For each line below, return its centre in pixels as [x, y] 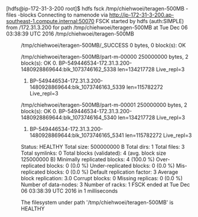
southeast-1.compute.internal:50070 [50, 21]
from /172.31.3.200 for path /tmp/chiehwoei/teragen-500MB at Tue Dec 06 [97, 27]
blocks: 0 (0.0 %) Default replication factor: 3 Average [112, 172]
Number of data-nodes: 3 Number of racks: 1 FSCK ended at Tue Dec [106, 184]
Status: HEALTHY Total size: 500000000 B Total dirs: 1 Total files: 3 [103, 147]
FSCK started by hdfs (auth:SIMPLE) [140, 21]
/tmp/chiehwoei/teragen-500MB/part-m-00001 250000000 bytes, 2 [104, 105]
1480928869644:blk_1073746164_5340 [69, 117]
